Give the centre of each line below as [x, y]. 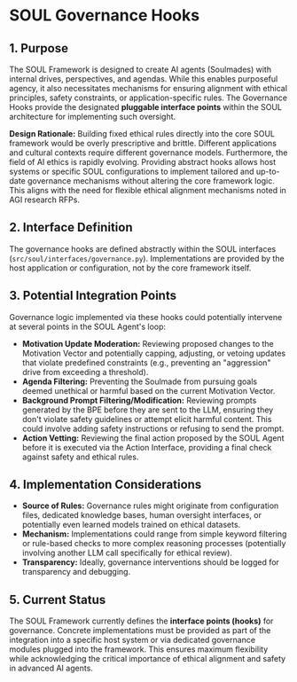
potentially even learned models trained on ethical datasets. [131, 525]
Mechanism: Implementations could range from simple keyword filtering [154, 534]
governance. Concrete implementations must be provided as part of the [140, 631]
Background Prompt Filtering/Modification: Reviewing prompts [139, 400]
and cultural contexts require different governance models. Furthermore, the [148, 153]
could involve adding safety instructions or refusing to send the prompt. [153, 428]
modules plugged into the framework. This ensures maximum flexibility [139, 649]
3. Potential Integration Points [93, 296]
